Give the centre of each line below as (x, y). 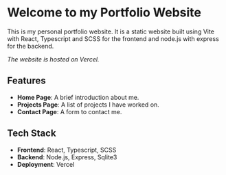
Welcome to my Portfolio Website (104, 13)
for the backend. (31, 46)
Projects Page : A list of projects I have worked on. (88, 105)
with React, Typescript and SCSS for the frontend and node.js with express (113, 38)
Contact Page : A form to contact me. (69, 111)
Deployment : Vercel (46, 164)
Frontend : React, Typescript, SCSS (67, 150)
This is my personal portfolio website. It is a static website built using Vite (111, 31)
